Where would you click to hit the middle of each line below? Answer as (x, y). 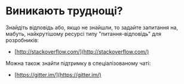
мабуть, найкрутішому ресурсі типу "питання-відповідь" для (84, 33)
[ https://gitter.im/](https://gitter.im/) (58, 74)
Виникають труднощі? (64, 11)
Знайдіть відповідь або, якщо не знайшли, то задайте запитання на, (92, 27)
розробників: (22, 40)
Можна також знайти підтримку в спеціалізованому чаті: (78, 63)
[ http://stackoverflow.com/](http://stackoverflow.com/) (82, 51)
